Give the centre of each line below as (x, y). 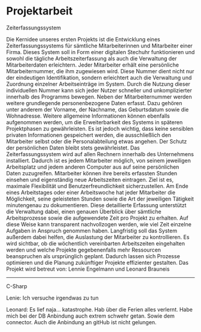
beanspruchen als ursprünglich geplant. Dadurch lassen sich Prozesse (93, 256)
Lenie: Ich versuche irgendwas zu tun (52, 298)
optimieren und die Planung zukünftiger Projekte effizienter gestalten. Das (98, 262)
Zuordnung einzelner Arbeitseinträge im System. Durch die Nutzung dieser (98, 84)
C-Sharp (17, 286)
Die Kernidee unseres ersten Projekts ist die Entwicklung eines (83, 39)
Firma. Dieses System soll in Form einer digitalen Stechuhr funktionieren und (100, 52)
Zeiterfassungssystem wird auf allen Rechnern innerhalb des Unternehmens (100, 154)
